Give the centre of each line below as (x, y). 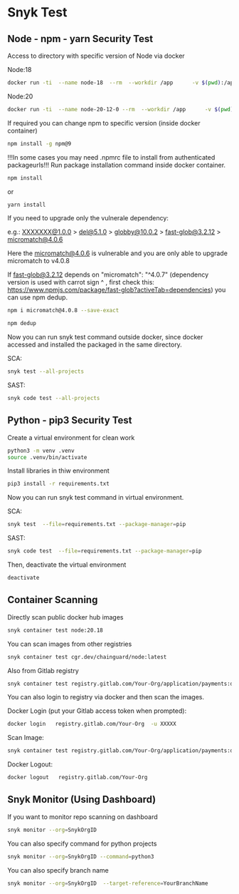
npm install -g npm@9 (39, 143)
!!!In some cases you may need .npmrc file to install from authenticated (111, 157)
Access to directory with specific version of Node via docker (96, 56)
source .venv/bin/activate (47, 457)
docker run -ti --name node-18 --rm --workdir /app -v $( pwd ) (114, 83)
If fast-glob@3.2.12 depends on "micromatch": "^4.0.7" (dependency (108, 274)
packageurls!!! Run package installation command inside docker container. (117, 165)
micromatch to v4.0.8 (38, 261)
